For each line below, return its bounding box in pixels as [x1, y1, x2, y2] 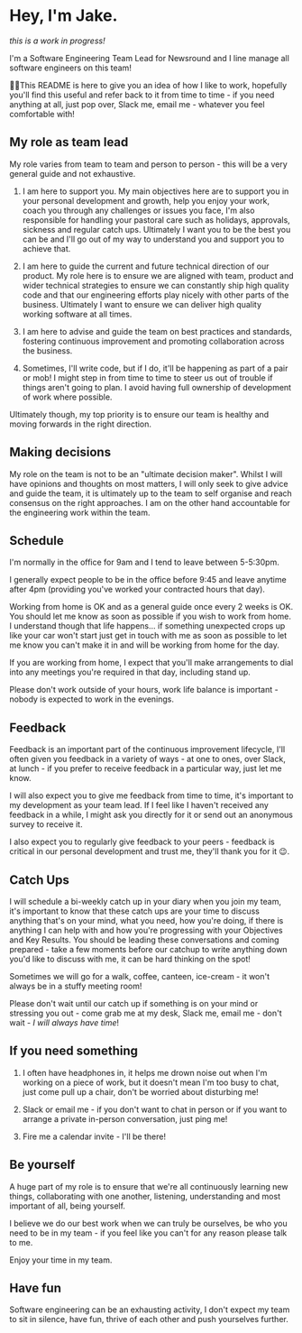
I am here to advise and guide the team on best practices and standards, [22, 326, 293, 336]
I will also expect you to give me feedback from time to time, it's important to [9, 790, 294, 801]
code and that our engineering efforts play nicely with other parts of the [22, 290, 289, 300]
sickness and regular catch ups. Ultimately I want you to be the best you [22, 224, 291, 234]
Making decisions [9, 445, 111, 460]
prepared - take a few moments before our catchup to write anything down [9, 944, 288, 954]
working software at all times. [22, 308, 133, 319]
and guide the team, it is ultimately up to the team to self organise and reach [9, 488, 293, 499]
